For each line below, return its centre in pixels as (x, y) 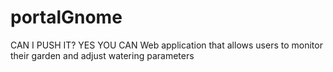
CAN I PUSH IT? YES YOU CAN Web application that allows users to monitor (166, 45)
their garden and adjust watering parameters (102, 55)
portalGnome (66, 17)
